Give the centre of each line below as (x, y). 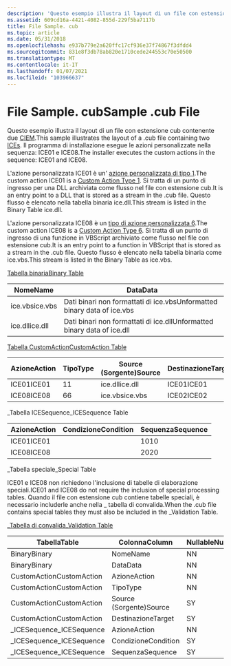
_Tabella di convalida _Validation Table (60, 525)
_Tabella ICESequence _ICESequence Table (68, 413)
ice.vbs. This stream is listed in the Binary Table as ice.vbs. (90, 260)
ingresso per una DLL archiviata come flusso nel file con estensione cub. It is (115, 188)
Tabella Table (58, 543)
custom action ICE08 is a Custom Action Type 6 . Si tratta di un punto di (108, 231)
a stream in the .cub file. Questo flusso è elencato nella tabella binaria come (114, 253)
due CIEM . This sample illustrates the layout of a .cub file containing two (109, 138)
